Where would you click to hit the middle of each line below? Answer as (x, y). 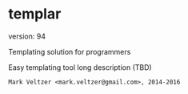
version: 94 (27, 36)
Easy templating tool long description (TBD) (80, 67)
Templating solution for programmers (70, 51)
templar (35, 14)
